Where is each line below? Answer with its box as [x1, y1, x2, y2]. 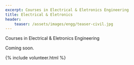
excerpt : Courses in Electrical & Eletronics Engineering [5, 7, 129, 13]
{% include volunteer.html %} [5, 55, 66, 61]
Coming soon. [5, 45, 34, 51]
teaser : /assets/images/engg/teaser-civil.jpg [14, 21, 113, 27]
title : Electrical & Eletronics [5, 12, 73, 17]
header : [5, 17, 22, 22]
